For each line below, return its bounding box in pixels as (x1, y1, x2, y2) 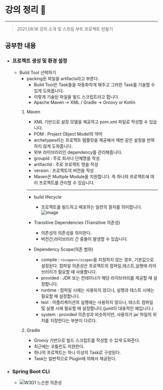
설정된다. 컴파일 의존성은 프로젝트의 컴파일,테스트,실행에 (41, 262, 147, 268)
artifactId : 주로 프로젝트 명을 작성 (33, 161, 98, 167)
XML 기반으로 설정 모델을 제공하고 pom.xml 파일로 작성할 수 (33, 119, 148, 125)
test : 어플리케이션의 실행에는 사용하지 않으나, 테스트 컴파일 (41, 299, 154, 305)
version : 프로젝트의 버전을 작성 (33, 167, 94, 173)
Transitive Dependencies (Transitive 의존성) (33, 220, 120, 225)
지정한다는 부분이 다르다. (50, 317, 97, 323)
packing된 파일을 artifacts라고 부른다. (26, 75, 99, 81)
